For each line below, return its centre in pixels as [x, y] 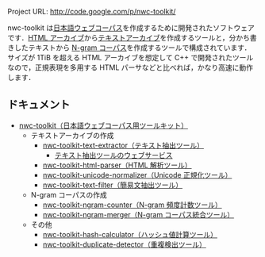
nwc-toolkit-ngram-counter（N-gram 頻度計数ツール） [132, 205]
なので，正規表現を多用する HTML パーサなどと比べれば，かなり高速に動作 [131, 67]
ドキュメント [39, 105]
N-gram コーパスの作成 [69, 194]
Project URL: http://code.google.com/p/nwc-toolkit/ [92, 12]
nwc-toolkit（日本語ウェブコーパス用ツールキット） [103, 125]
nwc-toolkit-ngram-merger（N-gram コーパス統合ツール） [138, 214]
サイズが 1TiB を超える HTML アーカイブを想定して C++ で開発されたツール [131, 58]
